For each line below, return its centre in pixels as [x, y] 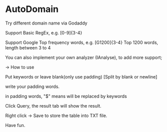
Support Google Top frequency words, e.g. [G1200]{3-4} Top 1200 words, [82, 42]
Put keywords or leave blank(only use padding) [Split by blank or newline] [81, 76]
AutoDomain [32, 9]
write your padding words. [32, 86]
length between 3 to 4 [28, 47]
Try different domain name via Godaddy [46, 23]
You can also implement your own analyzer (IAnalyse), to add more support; [84, 57]
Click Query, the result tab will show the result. [53, 105]
